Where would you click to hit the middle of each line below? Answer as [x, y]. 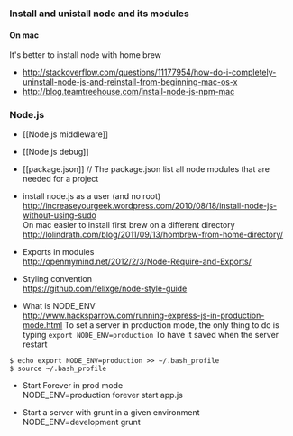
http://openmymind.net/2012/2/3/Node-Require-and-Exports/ [137, 262]
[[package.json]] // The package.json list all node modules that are [146, 169]
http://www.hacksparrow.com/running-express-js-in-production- [143, 316]
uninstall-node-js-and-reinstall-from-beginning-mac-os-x [130, 82]
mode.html [42, 325]
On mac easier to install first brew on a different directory [129, 225]
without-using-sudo [59, 215]
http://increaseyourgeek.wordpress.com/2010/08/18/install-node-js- [150, 206]
